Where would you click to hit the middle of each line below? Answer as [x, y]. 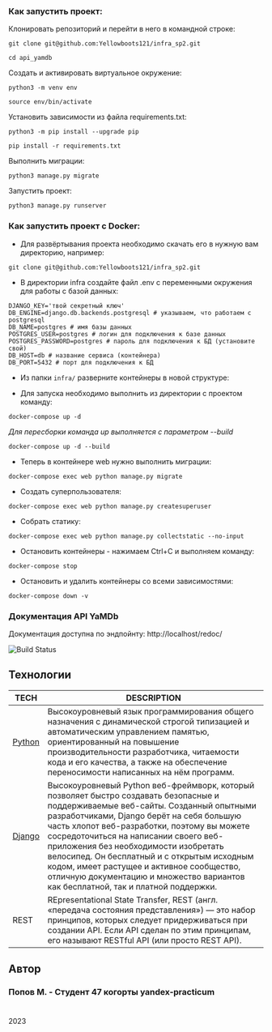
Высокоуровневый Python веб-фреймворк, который [151, 785]
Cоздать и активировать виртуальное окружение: [95, 73]
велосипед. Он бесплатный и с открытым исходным [151, 856]
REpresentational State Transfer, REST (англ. [133, 899]
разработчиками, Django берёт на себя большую [144, 816]
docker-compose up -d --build [59, 446]
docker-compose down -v [49, 596]
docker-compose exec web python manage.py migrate [96, 476]
